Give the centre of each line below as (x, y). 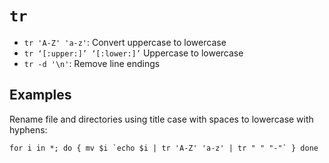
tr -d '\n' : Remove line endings (92, 63)
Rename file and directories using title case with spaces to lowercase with (161, 119)
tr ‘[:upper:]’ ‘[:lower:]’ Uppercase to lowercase (133, 53)
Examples (40, 95)
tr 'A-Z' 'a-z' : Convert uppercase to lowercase (125, 42)
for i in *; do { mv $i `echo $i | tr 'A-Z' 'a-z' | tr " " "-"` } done (164, 148)
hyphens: (28, 129)
